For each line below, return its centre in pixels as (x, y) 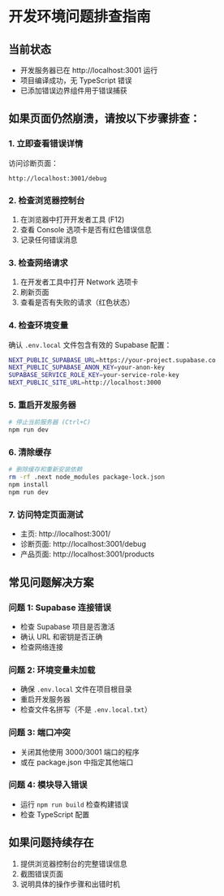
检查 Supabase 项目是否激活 (67, 626)
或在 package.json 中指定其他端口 (77, 762)
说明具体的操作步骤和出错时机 (70, 884)
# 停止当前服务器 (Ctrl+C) (50, 422)
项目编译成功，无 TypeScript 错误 (76, 80)
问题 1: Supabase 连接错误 (60, 608)
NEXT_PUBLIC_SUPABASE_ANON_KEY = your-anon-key (86, 368)
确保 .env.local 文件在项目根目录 (76, 689)
